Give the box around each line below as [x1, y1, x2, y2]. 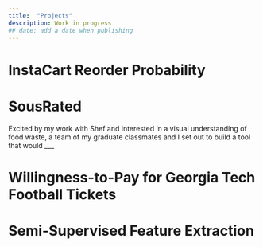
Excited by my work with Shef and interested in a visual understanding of [8, 123, 248, 133]
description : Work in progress [8, 19, 112, 27]
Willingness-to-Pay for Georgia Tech [8, 168, 256, 186]
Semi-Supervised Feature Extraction [8, 222, 254, 240]
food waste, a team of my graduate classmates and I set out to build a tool [8, 132, 251, 142]
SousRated [8, 97, 82, 116]
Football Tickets [8, 185, 117, 203]
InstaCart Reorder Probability [8, 61, 206, 79]
